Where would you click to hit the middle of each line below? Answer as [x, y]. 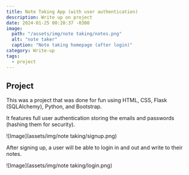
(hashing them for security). [41, 125]
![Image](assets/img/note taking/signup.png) [61, 136]
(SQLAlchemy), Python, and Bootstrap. [54, 107]
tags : [13, 56]
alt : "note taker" [35, 39]
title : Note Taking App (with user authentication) [72, 12]
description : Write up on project [49, 17]
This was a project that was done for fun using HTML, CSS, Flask [87, 100]
